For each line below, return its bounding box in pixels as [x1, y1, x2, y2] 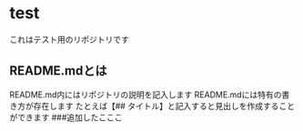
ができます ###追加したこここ [9, 112, 123, 123]
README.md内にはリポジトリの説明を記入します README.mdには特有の [9, 89, 282, 100]
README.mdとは [9, 63, 107, 79]
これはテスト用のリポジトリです [9, 34, 129, 45]
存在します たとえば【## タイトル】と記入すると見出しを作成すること [33, 100, 296, 111]
